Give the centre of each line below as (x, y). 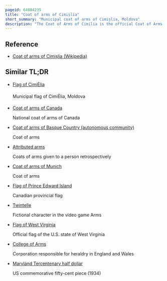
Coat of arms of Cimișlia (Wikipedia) (50, 56)
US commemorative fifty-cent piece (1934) (57, 273)
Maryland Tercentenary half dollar (47, 263)
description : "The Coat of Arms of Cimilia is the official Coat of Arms (84, 24)
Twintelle (22, 205)
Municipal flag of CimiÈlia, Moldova (49, 96)
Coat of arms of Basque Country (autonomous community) (73, 127)
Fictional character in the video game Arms (57, 215)
